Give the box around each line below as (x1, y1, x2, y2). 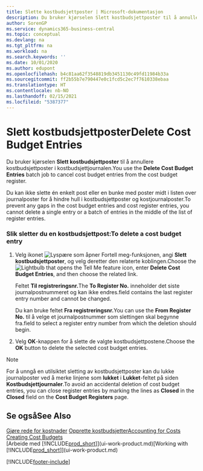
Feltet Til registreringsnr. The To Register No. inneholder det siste (14, 282, 180, 289)
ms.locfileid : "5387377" (6, 99, 69, 105)
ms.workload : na (6, 48, 47, 54)
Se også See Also (6, 411, 71, 421)
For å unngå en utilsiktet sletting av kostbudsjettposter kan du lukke (6, 367, 175, 375)
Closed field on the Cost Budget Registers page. (6, 393, 129, 400)
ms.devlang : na (6, 37, 45, 43)
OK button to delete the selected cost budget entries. (14, 344, 148, 351)
